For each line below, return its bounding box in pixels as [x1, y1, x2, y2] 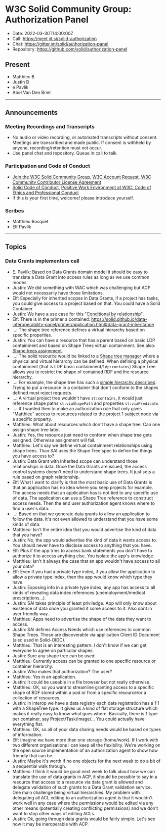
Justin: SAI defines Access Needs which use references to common [12, 626, 151, 632]
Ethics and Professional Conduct [12, 190, 79, 196]
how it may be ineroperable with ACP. [12, 821, 89, 827]
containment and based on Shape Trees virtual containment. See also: [12, 343, 156, 348]
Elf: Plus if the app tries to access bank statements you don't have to [12, 547, 152, 553]
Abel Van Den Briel [12, 89, 51, 95]
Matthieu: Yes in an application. [12, 674, 77, 680]
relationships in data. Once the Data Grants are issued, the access [12, 463, 147, 469]
